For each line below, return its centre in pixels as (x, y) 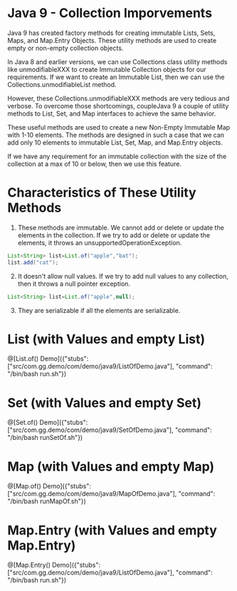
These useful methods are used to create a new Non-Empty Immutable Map (119, 127)
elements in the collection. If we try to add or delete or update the (114, 235)
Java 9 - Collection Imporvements (110, 13)
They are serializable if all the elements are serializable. (99, 310)
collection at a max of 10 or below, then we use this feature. (94, 164)
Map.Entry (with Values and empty (112, 530)
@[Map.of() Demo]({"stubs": (49, 486)
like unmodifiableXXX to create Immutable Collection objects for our (107, 69)
